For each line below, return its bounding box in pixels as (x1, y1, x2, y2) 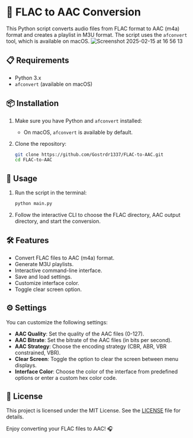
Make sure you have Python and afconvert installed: (14, 117, 143, 124)
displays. (14, 362, 37, 369)
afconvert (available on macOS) (14, 80, 93, 88)
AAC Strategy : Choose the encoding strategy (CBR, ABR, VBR (14, 343, 167, 350)
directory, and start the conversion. (14, 218, 101, 225)
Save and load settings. (14, 273, 72, 280)
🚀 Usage (6, 173, 37, 183)
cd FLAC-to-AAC (14, 157, 53, 163)
